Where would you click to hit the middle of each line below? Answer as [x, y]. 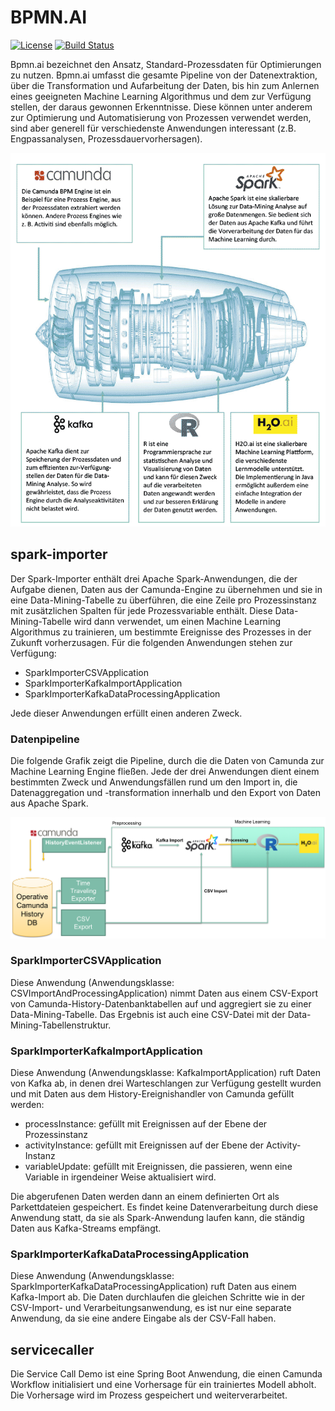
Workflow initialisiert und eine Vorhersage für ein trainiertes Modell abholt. [163, 1385]
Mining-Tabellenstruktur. [61, 1025]
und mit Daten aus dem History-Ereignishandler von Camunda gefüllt [152, 1094]
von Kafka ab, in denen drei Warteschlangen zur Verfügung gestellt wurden [166, 1083]
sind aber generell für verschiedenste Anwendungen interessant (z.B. [153, 128]
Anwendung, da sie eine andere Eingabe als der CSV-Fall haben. [143, 1318]
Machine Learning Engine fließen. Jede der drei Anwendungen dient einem [165, 771]
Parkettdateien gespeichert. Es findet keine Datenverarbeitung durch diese [164, 1207]
